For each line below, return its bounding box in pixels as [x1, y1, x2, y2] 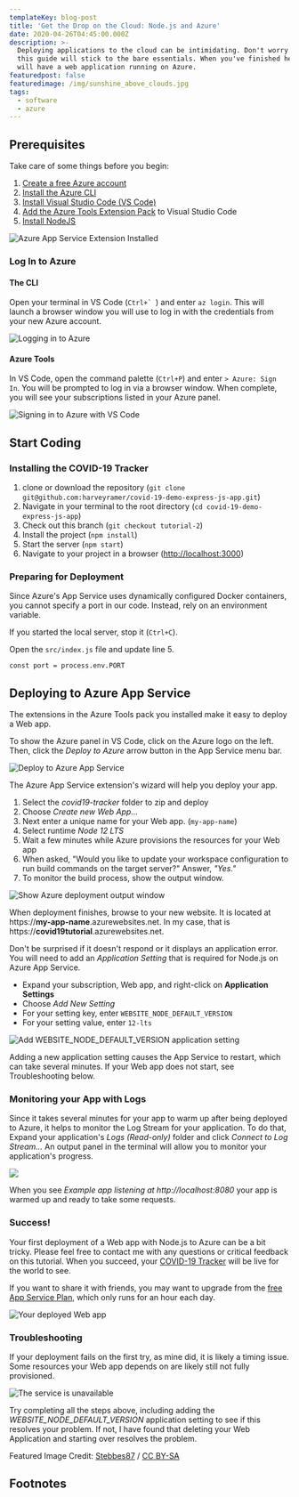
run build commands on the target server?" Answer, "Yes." [21, 863, 237, 874]
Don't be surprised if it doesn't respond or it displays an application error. [9, 943, 279, 954]
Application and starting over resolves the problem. [9, 1434, 198, 1444]
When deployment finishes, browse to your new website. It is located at [9, 907, 271, 918]
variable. [9, 610, 42, 620]
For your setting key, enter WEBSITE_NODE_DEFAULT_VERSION [21, 1007, 233, 1019]
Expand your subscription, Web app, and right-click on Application [21, 980, 269, 991]
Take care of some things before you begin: [9, 161, 169, 172]
